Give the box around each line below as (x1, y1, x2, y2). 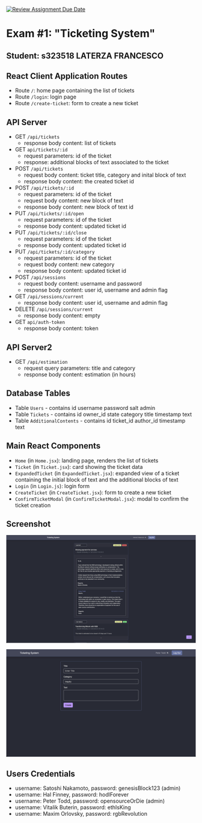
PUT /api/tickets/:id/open (14, 210, 84, 217)
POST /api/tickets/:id (14, 184, 74, 192)
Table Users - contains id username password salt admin (14, 404, 155, 411)
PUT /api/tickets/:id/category (14, 248, 95, 255)
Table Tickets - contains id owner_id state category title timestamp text (14, 411, 192, 418)
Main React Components (6, 441, 101, 451)
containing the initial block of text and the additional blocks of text (14, 476, 179, 483)
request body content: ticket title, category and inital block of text (23, 171, 186, 179)
